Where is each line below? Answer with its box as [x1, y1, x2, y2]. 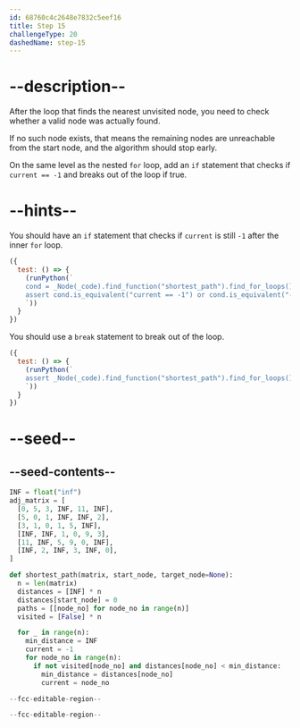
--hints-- [9, 200, 78, 221]
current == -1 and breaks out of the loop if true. [9, 169, 187, 180]
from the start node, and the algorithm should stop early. [9, 142, 218, 153]
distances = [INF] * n [17, 587, 102, 596]
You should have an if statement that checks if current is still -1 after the [9, 230, 279, 241]
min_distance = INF [25, 637, 98, 646]
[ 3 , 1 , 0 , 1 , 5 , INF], [17, 521, 102, 530]
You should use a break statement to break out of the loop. [9, 332, 225, 343]
